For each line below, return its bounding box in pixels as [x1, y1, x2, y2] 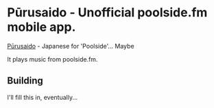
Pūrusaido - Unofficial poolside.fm [7, 5, 208, 21]
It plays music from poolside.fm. [7, 55, 98, 63]
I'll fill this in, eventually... [7, 93, 78, 101]
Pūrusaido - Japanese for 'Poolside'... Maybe [7, 42, 135, 50]
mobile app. [7, 19, 76, 35]
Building [7, 75, 43, 87]
